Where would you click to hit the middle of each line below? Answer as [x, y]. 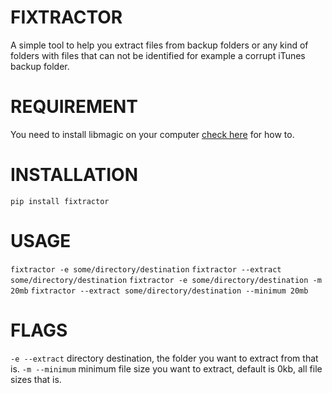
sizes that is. [36, 379]
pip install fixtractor [60, 201]
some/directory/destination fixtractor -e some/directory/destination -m [166, 280]
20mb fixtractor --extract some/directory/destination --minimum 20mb [159, 291]
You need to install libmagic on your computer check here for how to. [152, 134]
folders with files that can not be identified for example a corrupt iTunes [158, 55]
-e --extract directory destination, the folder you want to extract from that [164, 358]
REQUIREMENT [74, 107]
